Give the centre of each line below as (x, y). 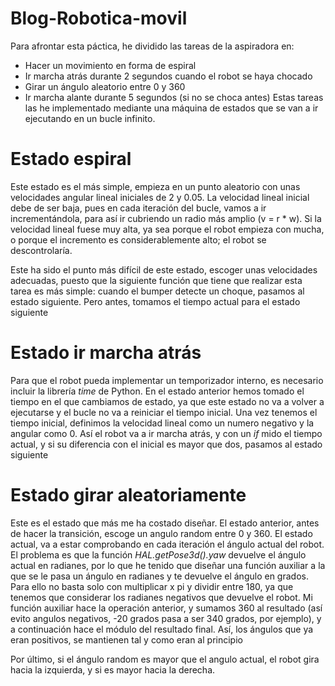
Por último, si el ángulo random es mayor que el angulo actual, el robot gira (165, 659)
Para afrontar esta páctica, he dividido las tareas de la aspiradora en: (152, 46)
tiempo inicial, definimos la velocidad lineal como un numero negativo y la (162, 423)
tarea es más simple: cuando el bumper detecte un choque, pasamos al (157, 291)
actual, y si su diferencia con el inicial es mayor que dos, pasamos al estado (166, 444)
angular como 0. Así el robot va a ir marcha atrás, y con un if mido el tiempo (166, 433)
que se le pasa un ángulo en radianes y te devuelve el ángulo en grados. (159, 576)
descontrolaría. (41, 250)
